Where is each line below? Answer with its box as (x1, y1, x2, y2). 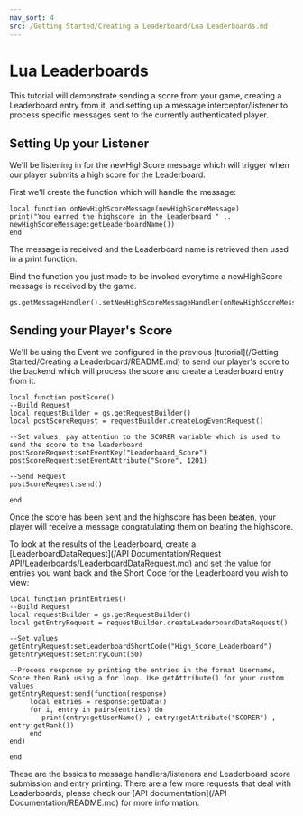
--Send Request (9, 472, 67, 482)
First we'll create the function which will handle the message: (9, 187, 237, 198)
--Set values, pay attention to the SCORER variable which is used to (9, 433, 280, 442)
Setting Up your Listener (9, 136, 150, 151)
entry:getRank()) (9, 721, 75, 730)
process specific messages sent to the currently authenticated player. (9, 109, 269, 120)
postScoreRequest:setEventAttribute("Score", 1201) (9, 456, 207, 465)
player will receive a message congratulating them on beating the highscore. (9, 521, 294, 532)
